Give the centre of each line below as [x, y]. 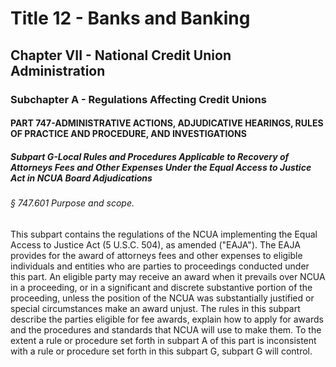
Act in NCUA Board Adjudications [81, 178]
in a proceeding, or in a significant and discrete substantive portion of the [161, 287]
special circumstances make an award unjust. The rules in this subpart [155, 308]
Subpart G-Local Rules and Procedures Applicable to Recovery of [150, 156]
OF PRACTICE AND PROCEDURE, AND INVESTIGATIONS [128, 134]
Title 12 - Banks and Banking [130, 18]
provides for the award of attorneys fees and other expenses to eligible [156, 255]
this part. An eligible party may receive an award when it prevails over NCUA [168, 276]
